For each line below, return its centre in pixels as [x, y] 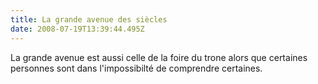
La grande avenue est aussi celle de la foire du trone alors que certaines [159, 57]
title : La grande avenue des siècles [89, 19]
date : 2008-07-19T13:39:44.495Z [77, 29]
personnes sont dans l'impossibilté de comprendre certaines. [136, 68]
